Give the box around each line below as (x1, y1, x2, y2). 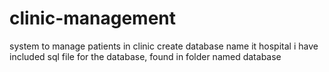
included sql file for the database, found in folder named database (9, 50, 282, 62)
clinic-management (9, 7, 177, 30)
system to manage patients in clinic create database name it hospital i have (9, 40, 319, 52)
